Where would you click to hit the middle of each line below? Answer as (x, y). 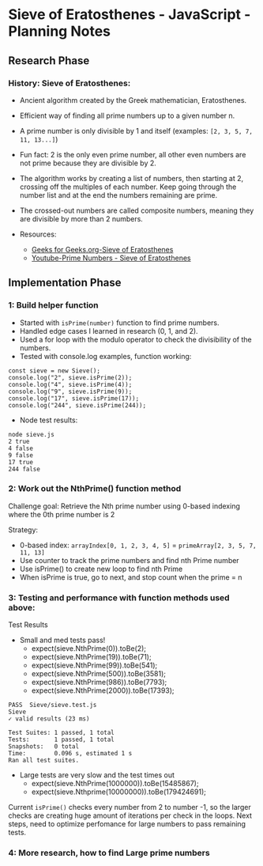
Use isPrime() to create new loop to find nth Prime (101, 569)
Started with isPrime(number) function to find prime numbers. (119, 323)
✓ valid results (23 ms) (49, 719)
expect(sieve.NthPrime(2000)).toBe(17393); (103, 690)
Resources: (38, 234)
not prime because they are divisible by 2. (88, 163)
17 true (21, 462)
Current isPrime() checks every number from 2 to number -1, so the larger (130, 807)
